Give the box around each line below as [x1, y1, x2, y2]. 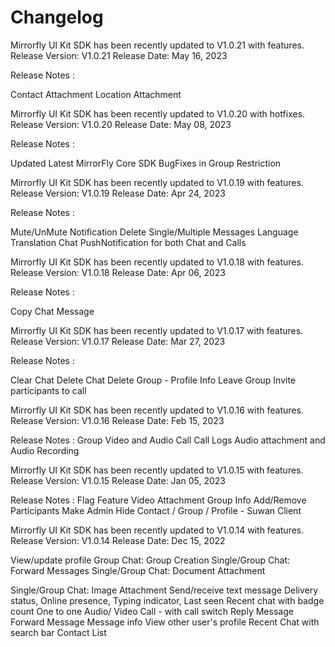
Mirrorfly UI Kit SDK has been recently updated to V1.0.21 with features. [10, 39, 305, 51]
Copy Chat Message [10, 305, 95, 317]
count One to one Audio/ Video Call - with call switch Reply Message [10, 605, 294, 617]
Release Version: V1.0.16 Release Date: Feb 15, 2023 [10, 414, 225, 426]
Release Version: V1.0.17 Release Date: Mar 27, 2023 [10, 335, 226, 347]
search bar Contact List [10, 626, 107, 638]
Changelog [10, 6, 104, 29]
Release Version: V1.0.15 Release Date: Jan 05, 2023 [10, 474, 226, 486]
